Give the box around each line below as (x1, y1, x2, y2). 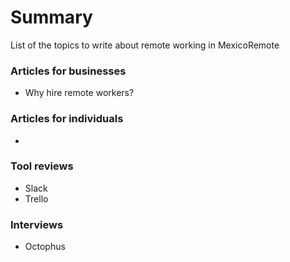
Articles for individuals (10, 112, 124, 126)
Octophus (24, 241, 66, 253)
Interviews (10, 217, 64, 231)
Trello (24, 192, 49, 205)
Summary (10, 6, 93, 29)
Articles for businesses (10, 64, 127, 78)
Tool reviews (10, 159, 74, 173)
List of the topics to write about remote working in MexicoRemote (10, 39, 280, 51)
